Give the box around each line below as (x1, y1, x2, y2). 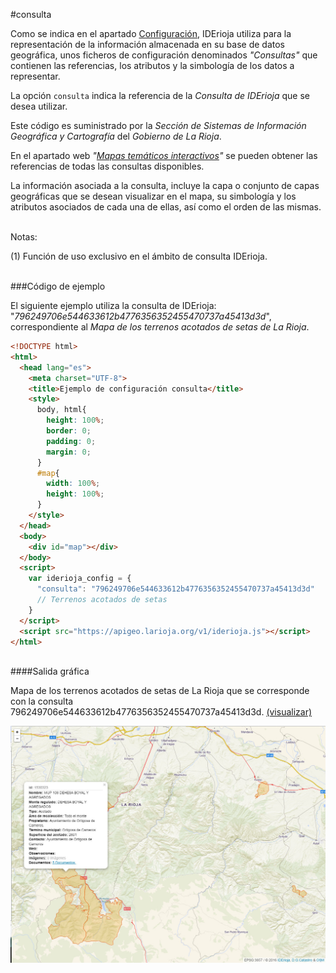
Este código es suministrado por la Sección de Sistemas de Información (10, 120, 307, 131)
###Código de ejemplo (10, 280, 106, 292)
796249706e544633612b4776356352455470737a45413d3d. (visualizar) (10, 706, 313, 718)
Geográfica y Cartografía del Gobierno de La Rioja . (10, 130, 222, 142)
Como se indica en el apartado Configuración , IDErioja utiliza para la (10, 28, 292, 39)
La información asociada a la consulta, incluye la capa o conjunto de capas (10, 180, 320, 191)
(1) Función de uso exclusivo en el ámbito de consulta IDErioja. (10, 250, 268, 262)
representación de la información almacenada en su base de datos (10, 39, 286, 50)
